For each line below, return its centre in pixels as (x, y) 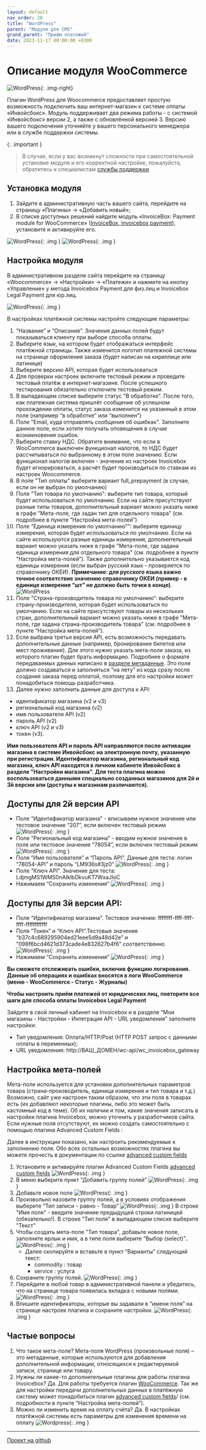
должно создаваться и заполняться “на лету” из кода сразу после (103, 669)
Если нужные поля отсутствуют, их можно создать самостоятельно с (98, 1123)
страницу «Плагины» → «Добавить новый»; (73, 210)
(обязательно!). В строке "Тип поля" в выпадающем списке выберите (107, 1219)
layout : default (28, 12)
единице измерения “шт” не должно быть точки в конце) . (94, 585)
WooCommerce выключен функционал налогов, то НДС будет (97, 448)
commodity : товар (58, 1264)
